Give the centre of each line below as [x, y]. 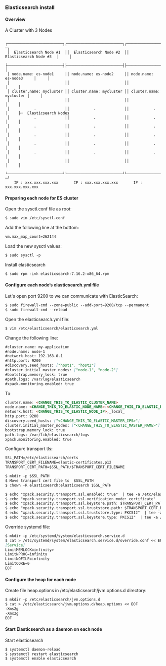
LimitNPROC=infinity [26, 554]
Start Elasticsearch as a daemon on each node [54, 629]
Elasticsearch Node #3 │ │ [38, 57]
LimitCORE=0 [17, 564]
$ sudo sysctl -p [23, 255]
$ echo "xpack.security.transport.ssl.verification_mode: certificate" [80, 499]
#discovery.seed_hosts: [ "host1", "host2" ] [51, 366]
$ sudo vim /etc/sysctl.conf [35, 218]
